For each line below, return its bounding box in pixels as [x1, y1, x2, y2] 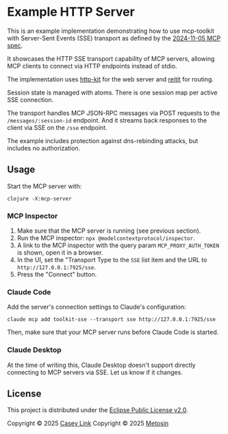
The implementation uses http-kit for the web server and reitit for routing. [7, 75, 214, 83]
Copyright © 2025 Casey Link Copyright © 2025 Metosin [7, 419, 169, 428]
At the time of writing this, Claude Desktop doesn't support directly [7, 361, 197, 369]
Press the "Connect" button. [16, 270, 97, 279]
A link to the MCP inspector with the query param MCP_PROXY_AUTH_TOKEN [16, 241, 220, 250]
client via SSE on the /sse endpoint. [7, 123, 107, 131]
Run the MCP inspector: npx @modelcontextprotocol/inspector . [16, 234, 195, 242]
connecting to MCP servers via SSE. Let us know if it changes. [7, 368, 183, 376]
